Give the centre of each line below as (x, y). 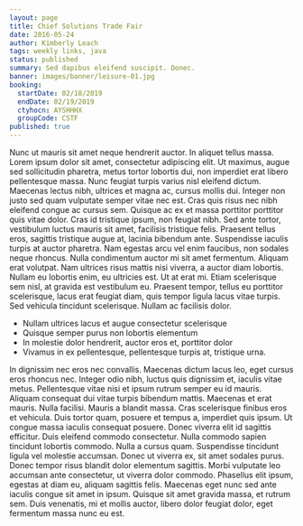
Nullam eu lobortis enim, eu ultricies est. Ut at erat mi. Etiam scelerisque (143, 277)
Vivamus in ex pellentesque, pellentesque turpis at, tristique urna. (144, 352)
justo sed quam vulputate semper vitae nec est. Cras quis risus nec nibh (143, 200)
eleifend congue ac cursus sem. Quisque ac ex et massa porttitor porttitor (147, 210)
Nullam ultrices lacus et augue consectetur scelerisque (125, 323)
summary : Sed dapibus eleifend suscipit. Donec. (102, 69)
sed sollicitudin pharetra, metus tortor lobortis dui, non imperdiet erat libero (149, 171)
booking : (26, 85)
